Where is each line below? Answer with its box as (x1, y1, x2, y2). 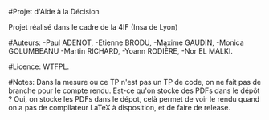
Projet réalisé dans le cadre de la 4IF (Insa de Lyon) (8, 22, 178, 31)
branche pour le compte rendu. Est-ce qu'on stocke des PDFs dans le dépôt (8, 86, 260, 95)
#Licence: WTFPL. (8, 62, 70, 71)
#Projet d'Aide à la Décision (8, 7, 100, 16)
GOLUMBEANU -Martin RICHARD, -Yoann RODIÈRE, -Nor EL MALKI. (8, 46, 233, 55)
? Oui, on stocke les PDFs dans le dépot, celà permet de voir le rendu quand (8, 94, 260, 103)
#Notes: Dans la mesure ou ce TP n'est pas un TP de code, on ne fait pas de (8, 78, 262, 86)
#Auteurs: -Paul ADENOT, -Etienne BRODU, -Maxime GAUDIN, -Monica (8, 38, 245, 47)
